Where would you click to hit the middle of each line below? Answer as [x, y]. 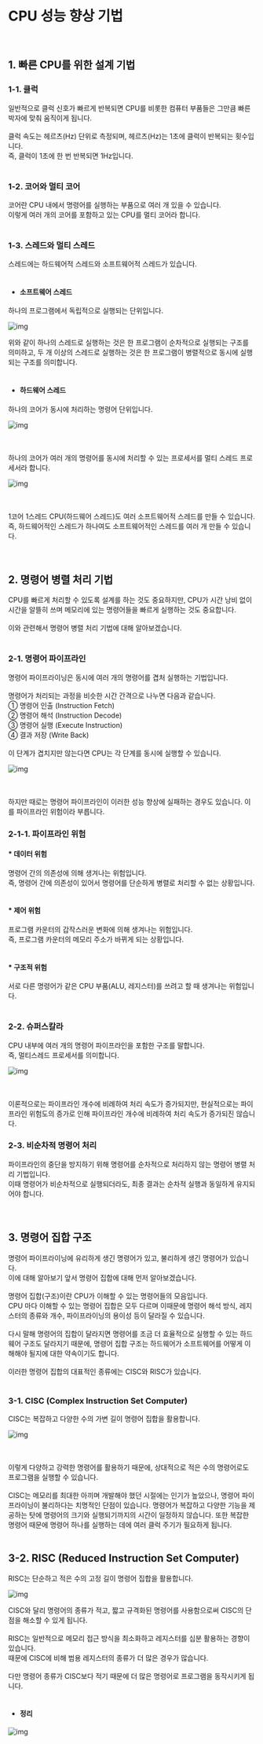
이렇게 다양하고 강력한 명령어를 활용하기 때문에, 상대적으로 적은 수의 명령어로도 [129, 1467]
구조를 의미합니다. [50, 362]
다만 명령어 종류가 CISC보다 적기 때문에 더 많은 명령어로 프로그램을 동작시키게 [127, 1676]
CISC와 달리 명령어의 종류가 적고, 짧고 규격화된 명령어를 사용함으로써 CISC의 [126, 1610]
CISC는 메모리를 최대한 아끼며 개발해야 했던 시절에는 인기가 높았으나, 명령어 [124, 1495]
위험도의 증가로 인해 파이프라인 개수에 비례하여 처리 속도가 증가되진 [131, 1114]
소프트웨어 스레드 [46, 292]
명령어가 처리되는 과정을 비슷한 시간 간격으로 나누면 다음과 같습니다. [112, 696]
